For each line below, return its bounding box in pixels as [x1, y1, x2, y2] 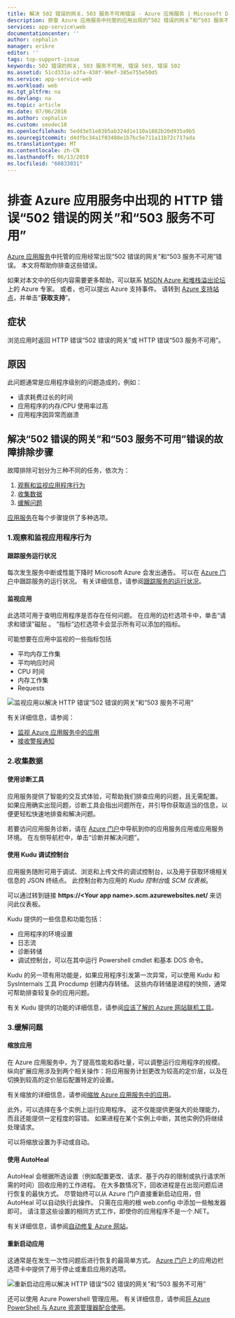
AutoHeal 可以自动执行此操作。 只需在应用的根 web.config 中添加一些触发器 [7, 1198, 227, 1207]
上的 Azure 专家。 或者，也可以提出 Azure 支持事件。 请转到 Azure [7, 285, 199, 293]
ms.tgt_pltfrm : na [7, 88, 61, 95]
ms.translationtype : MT [7, 141, 77, 148]
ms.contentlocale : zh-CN [7, 147, 80, 154]
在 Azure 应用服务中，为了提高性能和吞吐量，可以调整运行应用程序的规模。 [7, 1058, 224, 1066]
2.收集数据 [7, 756, 43, 766]
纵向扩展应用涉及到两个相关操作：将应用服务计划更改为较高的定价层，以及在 [7, 1066, 228, 1075]
